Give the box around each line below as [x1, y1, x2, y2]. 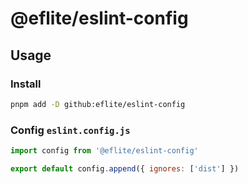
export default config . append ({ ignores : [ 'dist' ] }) [10, 163, 240, 174]
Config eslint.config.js [10, 123, 131, 137]
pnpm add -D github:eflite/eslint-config [10, 99, 186, 109]
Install [10, 77, 42, 91]
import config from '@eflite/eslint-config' [10, 146, 199, 156]
